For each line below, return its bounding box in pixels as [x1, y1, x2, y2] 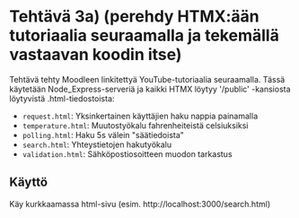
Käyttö [9, 175, 48, 190]
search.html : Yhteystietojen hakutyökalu [22, 139, 172, 150]
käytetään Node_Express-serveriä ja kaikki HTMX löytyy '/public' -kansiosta [9, 83, 291, 94]
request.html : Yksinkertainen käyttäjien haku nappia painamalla [22, 110, 259, 121]
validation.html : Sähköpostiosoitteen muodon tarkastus [22, 148, 233, 159]
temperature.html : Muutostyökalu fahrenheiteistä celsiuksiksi [22, 119, 249, 131]
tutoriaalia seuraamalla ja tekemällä [9, 25, 280, 46]
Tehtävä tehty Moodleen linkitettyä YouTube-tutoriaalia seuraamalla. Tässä [9, 74, 286, 84]
